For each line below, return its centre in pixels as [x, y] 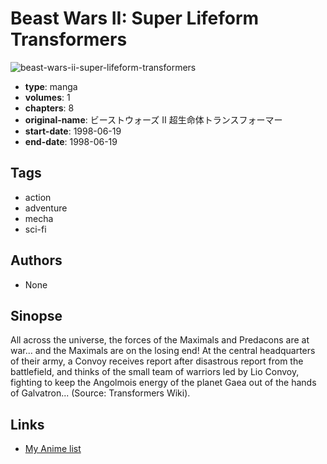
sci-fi [35, 229]
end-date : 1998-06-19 [71, 141]
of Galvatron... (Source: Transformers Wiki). [100, 393]
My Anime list [53, 449]
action [38, 197]
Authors [36, 260]
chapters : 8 [49, 108]
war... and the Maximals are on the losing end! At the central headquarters [163, 351]
